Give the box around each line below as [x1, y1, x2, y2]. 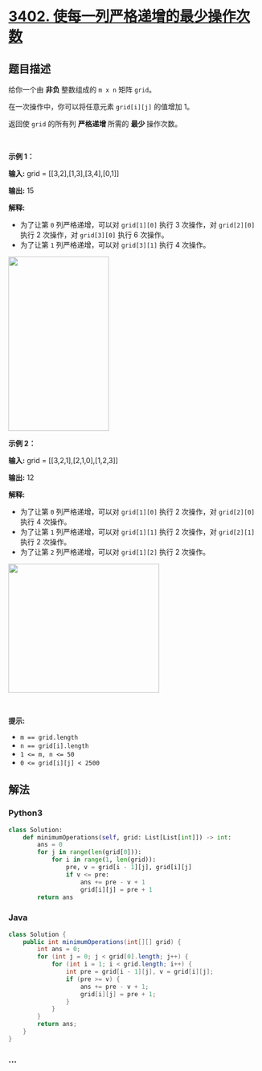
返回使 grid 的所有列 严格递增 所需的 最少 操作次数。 [8, 119, 182, 129]
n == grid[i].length [19, 742, 89, 750]
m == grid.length [19, 733, 79, 741]
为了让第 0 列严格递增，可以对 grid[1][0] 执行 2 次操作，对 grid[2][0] [19, 507, 256, 516]
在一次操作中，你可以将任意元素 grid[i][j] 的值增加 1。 [8, 102, 194, 111]
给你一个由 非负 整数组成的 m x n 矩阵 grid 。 [8, 85, 157, 94]
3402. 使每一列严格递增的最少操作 [8, 7, 236, 26]
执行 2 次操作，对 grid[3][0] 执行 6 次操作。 [19, 230, 169, 240]
